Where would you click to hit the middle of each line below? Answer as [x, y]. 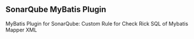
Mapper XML [21, 30]
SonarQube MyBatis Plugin [56, 10]
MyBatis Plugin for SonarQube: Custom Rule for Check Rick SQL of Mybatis [97, 23]
